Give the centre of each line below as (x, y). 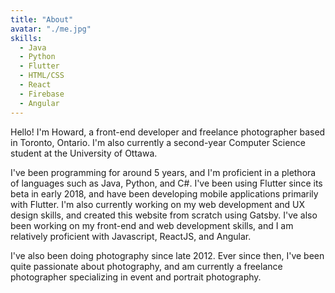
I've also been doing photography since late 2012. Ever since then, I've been (167, 255)
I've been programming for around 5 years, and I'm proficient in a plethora (163, 172)
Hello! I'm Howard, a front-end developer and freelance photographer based (168, 132)
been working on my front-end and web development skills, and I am (152, 225)
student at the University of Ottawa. (84, 153)
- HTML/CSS (42, 76)
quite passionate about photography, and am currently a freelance (146, 266)
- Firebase (42, 94)
